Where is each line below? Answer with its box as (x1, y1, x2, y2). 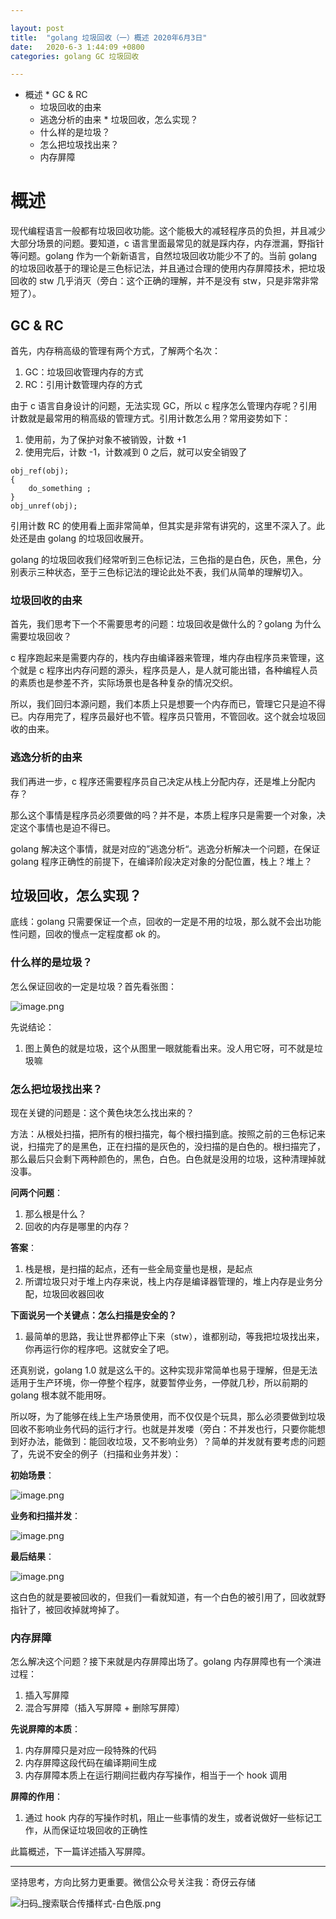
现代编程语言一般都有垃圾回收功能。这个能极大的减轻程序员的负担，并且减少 (10, 225, 326, 237)
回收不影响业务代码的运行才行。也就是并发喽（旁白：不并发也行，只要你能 (10, 1423, 317, 1435)
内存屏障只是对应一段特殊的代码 (24, 1744, 157, 1756)
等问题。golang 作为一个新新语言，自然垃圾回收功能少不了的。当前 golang (10, 250, 318, 262)
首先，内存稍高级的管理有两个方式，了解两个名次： (10, 345, 221, 356)
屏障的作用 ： (10, 1791, 63, 1803)
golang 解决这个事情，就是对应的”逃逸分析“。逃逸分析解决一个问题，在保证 (10, 842, 321, 855)
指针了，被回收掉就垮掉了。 (10, 1604, 125, 1615)
